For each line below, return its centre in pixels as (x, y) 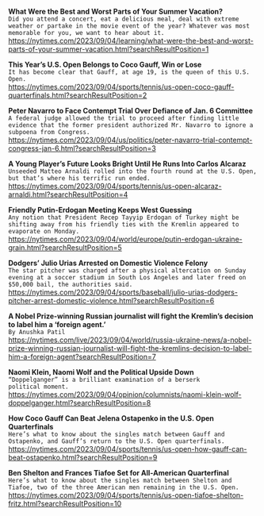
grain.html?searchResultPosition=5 (65, 248)
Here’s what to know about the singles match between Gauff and (117, 434)
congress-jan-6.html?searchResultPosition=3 (82, 148)
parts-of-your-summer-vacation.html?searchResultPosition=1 (109, 49)
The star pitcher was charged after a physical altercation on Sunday (127, 271)
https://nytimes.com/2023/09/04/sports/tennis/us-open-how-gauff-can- (128, 449)
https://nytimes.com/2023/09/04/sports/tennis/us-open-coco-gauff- (121, 87)
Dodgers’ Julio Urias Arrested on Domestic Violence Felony (108, 263)
